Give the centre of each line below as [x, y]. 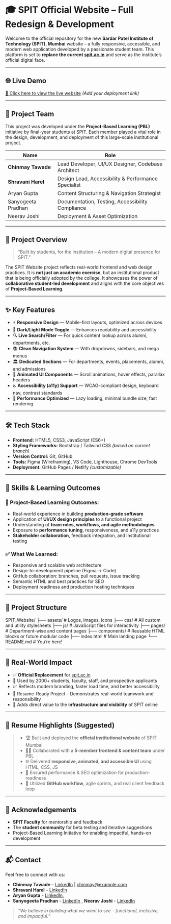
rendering [23, 404]
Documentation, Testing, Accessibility [103, 201]
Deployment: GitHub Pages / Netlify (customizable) [67, 467]
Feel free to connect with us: [35, 875]
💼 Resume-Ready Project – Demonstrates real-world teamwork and [83, 694]
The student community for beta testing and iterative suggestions [82, 828]
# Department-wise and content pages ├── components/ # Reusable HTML [85, 630]
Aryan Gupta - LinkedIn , [38, 895]
